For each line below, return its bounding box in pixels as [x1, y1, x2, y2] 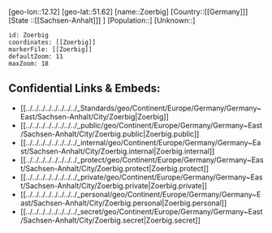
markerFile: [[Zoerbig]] [8, 45, 93, 54]
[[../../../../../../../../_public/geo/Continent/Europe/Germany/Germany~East [19, 120, 262, 130]
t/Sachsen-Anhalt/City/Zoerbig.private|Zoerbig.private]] [19, 180, 208, 190]
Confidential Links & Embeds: [8, 81, 161, 96]
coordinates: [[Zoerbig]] [8, 38, 96, 46]
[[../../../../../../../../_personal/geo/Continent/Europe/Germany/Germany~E [19, 189, 261, 199]
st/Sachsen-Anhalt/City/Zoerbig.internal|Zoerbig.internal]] [19, 146, 215, 156]
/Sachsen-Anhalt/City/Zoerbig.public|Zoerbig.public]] [19, 129, 200, 139]
